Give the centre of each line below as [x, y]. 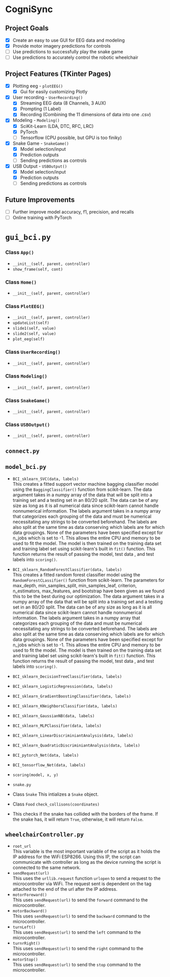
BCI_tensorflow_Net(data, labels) [49, 765]
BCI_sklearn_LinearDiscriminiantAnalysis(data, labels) [73, 735]
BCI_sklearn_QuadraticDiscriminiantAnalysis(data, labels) [76, 745]
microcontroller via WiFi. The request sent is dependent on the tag [82, 884]
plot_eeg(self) [29, 339]
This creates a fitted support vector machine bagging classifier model [86, 484]
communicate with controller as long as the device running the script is [87, 862]
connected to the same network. [47, 868]
